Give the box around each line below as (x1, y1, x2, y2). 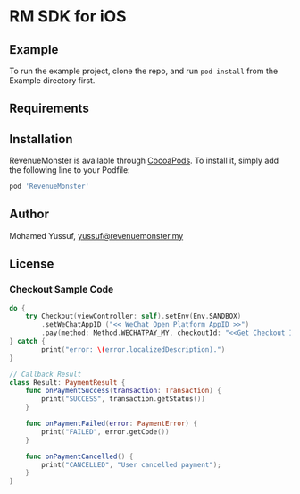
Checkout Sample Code (9, 284, 114, 296)
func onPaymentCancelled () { (25, 452, 134, 461)
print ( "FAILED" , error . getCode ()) (41, 427, 170, 436)
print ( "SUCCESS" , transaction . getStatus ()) (41, 395, 205, 404)
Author (9, 207, 49, 222)
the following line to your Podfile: (9, 165, 131, 175)
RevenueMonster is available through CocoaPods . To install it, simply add (9, 155, 279, 166)
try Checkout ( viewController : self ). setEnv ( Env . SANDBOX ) (25, 311, 242, 321)
